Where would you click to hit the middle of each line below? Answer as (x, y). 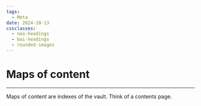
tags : (13, 12)
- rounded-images (33, 45)
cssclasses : (21, 28)
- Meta (20, 17)
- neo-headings (31, 34)
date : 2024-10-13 (28, 23)
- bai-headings (31, 39)
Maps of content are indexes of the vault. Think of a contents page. (89, 96)
